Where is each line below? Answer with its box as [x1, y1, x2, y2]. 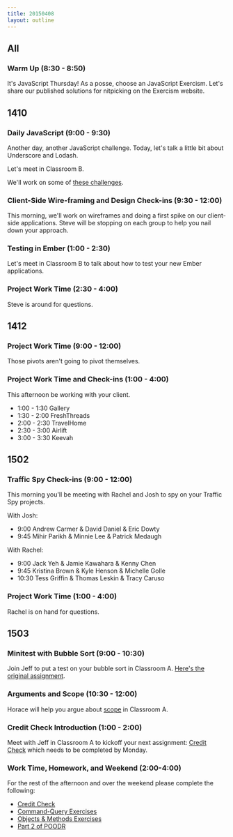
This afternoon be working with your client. [7, 390, 131, 398]
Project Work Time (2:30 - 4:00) [7, 284, 118, 294]
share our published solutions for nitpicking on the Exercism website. [7, 86, 205, 95]
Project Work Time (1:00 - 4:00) [7, 591, 117, 601]
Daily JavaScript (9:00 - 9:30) [7, 128, 111, 137]
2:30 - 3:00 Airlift [17, 426, 67, 435]
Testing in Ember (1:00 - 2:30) [7, 243, 111, 253]
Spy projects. [7, 498, 45, 506]
